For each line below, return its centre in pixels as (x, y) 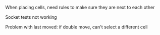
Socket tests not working (31, 17)
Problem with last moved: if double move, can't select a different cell (76, 27)
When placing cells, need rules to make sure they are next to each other (80, 7)
